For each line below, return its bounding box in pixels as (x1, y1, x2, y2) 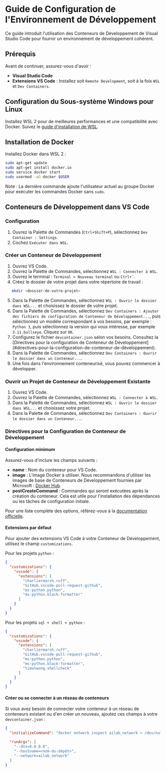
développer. (12, 365, 37, 371)
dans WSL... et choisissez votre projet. (12, 405, 91, 411)
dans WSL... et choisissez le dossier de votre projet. (12, 303, 118, 309)
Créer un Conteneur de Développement (5, 252, 102, 259)
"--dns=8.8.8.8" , (14, 744, 50, 749)
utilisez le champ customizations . (5, 541, 73, 547)
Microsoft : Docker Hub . (12, 483, 61, 489)
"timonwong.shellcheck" (23, 666, 72, 671)
